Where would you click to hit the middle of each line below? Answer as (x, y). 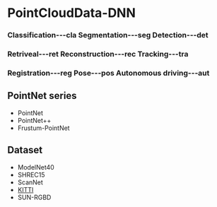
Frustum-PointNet (43, 128)
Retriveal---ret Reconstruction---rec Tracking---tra (98, 54)
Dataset (25, 150)
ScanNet (30, 182)
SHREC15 (31, 175)
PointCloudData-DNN (72, 13)
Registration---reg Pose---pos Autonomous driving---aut (108, 73)
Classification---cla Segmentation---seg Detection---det (108, 35)
